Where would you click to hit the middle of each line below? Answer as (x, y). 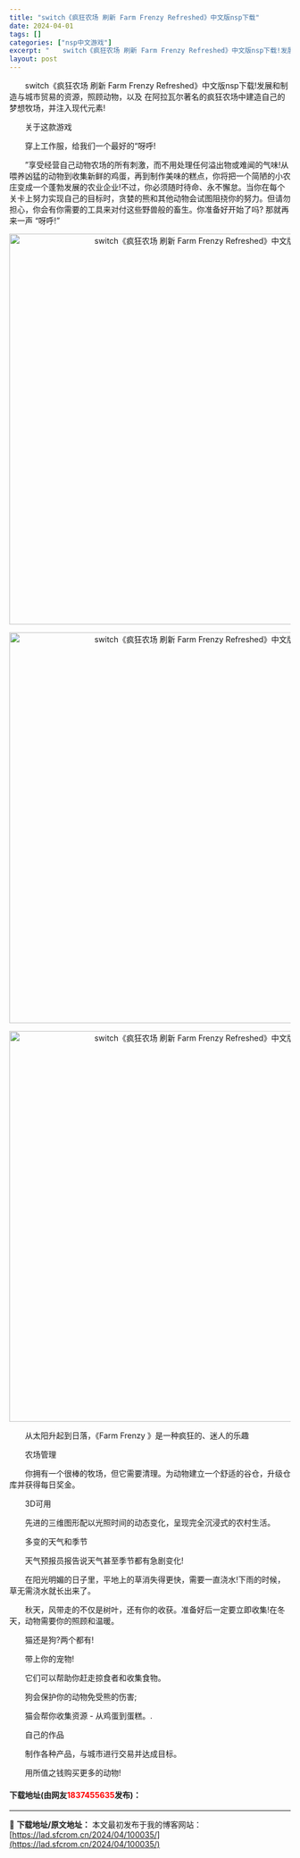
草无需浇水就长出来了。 (52, 1590)
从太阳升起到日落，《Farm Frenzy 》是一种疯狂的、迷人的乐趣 (137, 1435)
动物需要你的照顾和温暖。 (71, 1621)
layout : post (33, 59)
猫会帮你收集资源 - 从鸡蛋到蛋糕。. (89, 1716)
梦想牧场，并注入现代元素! (58, 108)
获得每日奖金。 (52, 1485)
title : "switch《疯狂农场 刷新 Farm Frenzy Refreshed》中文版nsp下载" (135, 17)
